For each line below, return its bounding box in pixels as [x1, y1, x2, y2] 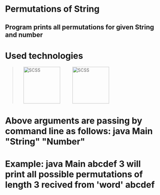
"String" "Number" [5, 136, 86, 147]
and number [5, 30, 43, 39]
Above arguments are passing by [5, 115, 143, 126]
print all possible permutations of [5, 169, 143, 180]
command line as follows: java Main [5, 125, 153, 137]
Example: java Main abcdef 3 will [5, 158, 141, 170]
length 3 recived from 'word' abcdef [5, 179, 155, 190]
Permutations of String [5, 3, 100, 15]
